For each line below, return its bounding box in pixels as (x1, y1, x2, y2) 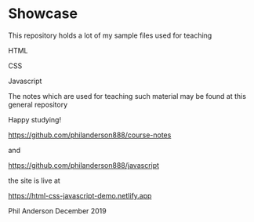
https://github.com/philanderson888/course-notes (8, 130, 172, 140)
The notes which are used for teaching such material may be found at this (8, 91, 247, 100)
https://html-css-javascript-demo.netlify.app (8, 191, 152, 200)
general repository (8, 100, 68, 109)
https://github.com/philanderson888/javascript (8, 160, 159, 169)
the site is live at (8, 176, 60, 185)
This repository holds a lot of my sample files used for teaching (8, 31, 212, 40)
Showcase (8, 5, 78, 23)
